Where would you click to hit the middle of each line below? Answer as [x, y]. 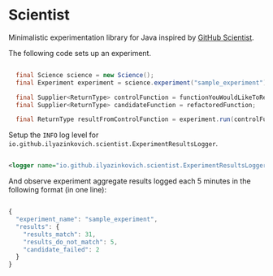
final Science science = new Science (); [85, 75]
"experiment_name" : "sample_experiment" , [87, 220]
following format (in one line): [58, 190]
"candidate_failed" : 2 [61, 249]
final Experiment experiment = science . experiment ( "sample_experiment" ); [143, 83]
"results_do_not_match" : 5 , [70, 242]
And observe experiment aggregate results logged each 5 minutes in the [130, 181]
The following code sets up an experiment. [80, 53]
